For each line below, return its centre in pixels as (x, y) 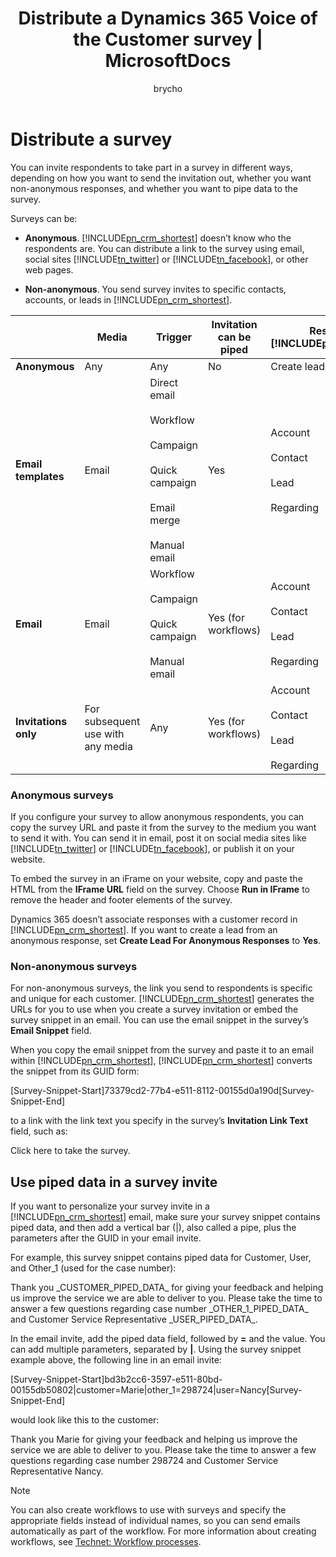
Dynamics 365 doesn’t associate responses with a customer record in (154, 919)
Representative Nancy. (57, 1471)
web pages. (49, 269)
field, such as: (39, 1131)
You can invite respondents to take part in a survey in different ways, (151, 167)
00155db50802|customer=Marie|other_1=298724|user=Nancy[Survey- (156, 1390)
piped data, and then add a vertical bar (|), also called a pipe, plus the (153, 1228)
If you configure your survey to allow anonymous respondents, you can (157, 816)
